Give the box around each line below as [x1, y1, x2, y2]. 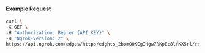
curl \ [6, 18, 23, 24]
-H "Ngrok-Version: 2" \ [6, 35, 69, 41]
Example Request [6, 5, 51, 12]
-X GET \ [6, 24, 28, 30]
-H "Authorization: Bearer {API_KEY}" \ [6, 29, 111, 36]
